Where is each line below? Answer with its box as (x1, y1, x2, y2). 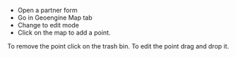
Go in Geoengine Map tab (17, 13, 93, 22)
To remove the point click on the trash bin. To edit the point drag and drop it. (7, 42, 230, 50)
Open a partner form (17, 6, 78, 14)
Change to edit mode (17, 21, 79, 29)
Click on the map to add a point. (17, 28, 111, 37)
